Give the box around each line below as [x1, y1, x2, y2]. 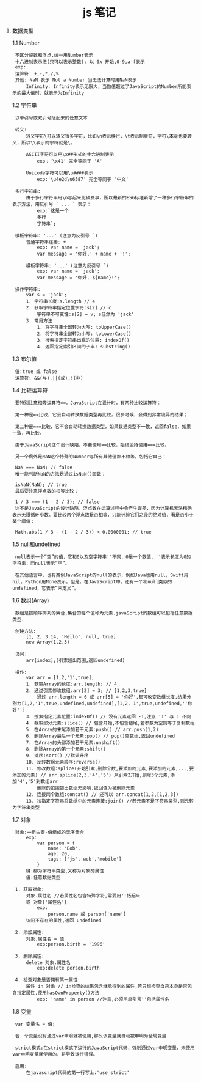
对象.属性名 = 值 [26, 936, 65, 942]
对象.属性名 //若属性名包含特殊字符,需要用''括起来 [26, 892, 141, 899]
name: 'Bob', [48, 845, 81, 852]
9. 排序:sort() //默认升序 [26, 753, 90, 759]
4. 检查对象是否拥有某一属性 [15, 976, 78, 983]
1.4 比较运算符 [12, 386, 48, 394]
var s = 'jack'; [26, 292, 67, 298]
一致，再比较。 [12, 430, 44, 436]
